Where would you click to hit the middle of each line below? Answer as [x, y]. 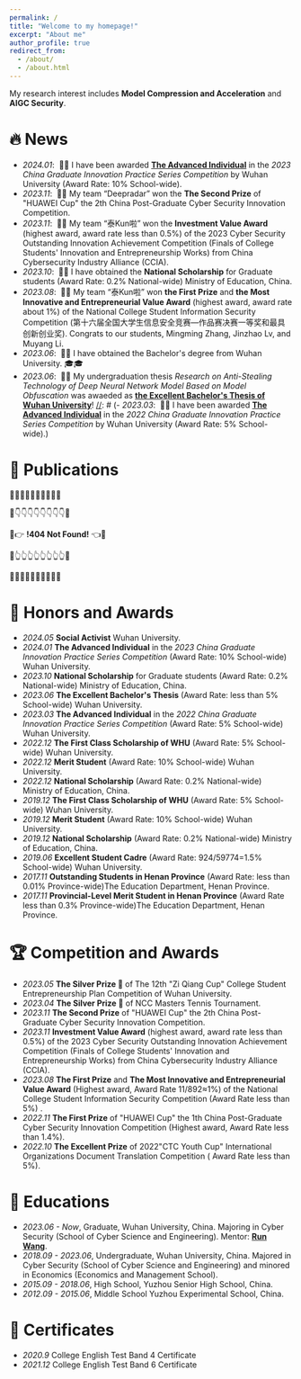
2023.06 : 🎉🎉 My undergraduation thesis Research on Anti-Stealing [147, 376]
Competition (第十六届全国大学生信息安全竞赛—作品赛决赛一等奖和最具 [154, 322]
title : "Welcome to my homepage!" [74, 26]
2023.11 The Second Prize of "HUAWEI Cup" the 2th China [131, 1012]
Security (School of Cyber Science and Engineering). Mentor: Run [145, 1236]
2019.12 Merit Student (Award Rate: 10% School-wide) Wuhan [137, 819]
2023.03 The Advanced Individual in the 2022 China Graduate [140, 714]
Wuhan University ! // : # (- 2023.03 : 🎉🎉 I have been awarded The [145, 405]
